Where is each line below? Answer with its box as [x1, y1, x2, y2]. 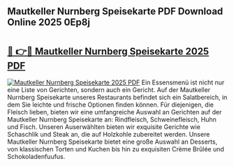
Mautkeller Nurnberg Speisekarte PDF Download [7, 6, 224, 17]
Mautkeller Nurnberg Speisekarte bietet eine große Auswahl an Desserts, [7, 137, 218, 146]
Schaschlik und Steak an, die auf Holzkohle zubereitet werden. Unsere [7, 130, 210, 138]
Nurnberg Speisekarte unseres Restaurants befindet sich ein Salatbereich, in [7, 93, 228, 101]
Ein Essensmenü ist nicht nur [141, 78, 225, 86]
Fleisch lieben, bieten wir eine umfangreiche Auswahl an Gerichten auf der [7, 108, 222, 116]
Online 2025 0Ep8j [7, 17, 91, 29]
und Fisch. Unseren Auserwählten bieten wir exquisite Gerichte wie [7, 123, 200, 131]
